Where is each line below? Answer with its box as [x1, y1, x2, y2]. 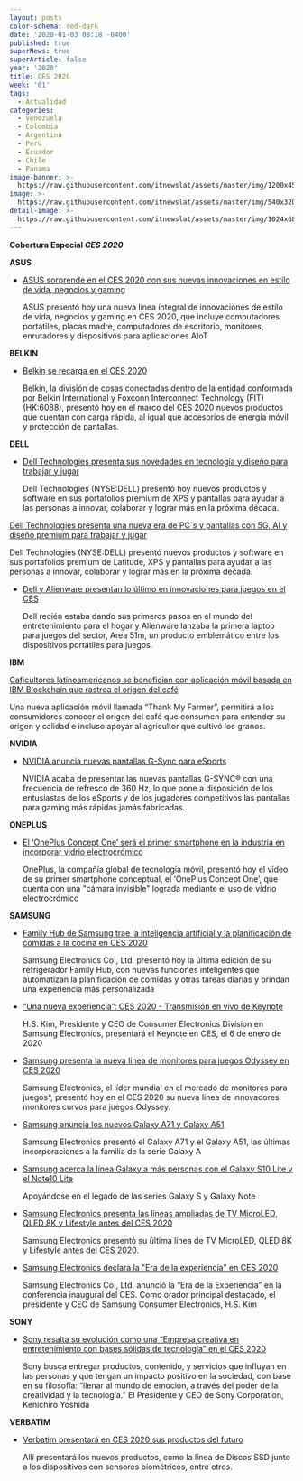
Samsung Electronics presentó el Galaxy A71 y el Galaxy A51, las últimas [22, 1136, 291, 1147]
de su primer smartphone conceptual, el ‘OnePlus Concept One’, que [22, 873, 279, 884]
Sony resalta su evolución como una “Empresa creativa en [22, 1333, 240, 1345]
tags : [9, 88, 30, 97]
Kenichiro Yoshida [22, 1399, 90, 1410]
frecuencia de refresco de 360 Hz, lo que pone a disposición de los [22, 782, 273, 793]
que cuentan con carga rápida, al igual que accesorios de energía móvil [22, 412, 289, 422]
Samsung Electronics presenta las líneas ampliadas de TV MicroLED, [22, 1208, 278, 1218]
